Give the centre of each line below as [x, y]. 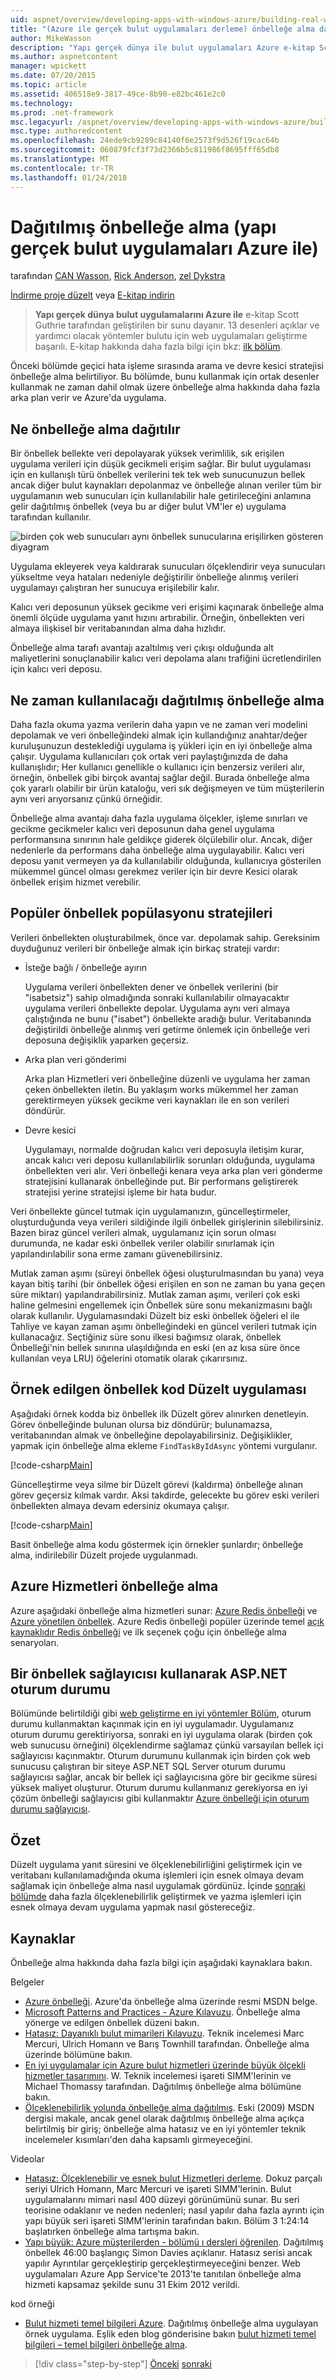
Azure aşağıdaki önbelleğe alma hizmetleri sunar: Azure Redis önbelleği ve [164, 1610]
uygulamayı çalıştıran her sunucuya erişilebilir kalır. [115, 588]
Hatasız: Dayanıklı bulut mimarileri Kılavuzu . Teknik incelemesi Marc [164, 2033]
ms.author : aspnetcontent [64, 57]
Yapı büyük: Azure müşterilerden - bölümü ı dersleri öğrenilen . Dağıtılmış [174, 2242]
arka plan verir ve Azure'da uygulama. [88, 398]
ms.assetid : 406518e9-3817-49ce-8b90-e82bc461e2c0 [118, 94]
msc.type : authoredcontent [66, 131]
